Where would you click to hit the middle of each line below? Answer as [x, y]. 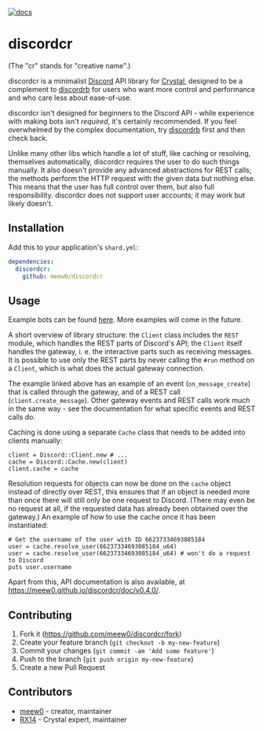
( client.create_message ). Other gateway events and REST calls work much [129, 401]
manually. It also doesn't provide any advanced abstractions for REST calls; [130, 170]
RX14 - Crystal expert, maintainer [73, 719]
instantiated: [28, 525]
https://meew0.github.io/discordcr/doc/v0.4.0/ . [84, 590]
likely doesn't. [31, 203]
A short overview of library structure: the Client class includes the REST [124, 335]
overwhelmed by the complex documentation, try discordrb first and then [127, 129]
